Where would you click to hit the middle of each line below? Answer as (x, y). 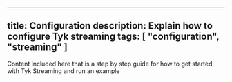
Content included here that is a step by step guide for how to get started (110, 64)
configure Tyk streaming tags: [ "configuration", (113, 37)
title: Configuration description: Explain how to (110, 26)
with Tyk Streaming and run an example (64, 71)
